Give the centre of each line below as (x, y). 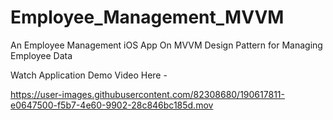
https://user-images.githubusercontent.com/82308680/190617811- (147, 94)
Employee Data (41, 55)
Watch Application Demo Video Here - (89, 75)
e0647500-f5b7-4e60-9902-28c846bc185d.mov (112, 105)
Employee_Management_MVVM (147, 17)
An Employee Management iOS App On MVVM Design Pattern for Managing (166, 45)
